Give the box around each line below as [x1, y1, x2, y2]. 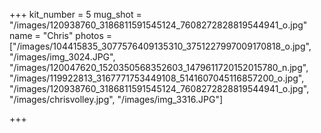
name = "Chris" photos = [9, 30, 113, 41]
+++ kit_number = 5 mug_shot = [9, 9, 142, 20]
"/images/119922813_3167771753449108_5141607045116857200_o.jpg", [9, 72, 305, 84]
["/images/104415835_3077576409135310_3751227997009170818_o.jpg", [9, 40, 312, 52]
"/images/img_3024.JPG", [9, 51, 116, 63]
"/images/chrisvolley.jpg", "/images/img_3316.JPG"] [9, 94, 224, 105]
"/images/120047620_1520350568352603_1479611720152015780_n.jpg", [9, 62, 309, 73]
